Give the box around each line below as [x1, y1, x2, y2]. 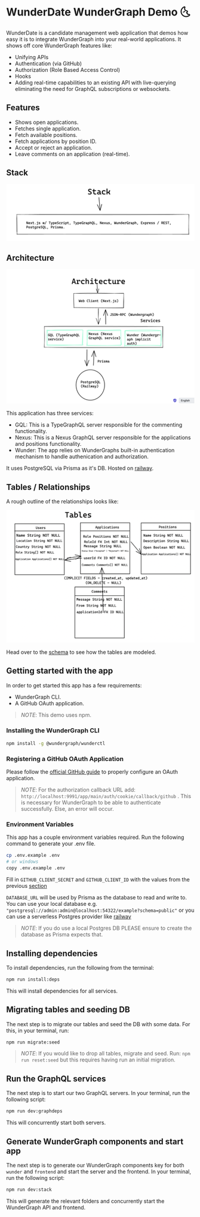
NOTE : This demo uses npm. [20, 711, 91, 719]
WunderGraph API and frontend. [6, 1204, 86, 1211]
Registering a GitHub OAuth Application [6, 754, 124, 763]
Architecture [6, 252, 55, 263]
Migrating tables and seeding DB [6, 1005, 130, 1015]
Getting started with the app [6, 666, 113, 676]
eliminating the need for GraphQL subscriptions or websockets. [14, 85, 171, 92]
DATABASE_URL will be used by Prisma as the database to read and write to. [6, 894, 187, 901]
